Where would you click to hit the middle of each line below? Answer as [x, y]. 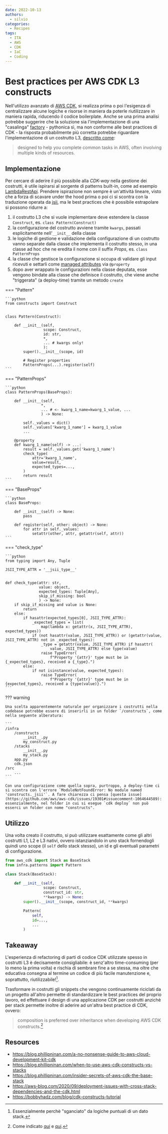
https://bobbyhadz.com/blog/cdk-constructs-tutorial [66, 1097]
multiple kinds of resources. [46, 153]
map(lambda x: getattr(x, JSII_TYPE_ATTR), [87, 627]
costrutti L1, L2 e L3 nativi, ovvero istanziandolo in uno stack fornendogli [79, 840]
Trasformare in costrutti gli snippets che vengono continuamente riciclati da [83, 989]
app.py [21, 760]
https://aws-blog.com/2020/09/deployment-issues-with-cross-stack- [84, 1086]
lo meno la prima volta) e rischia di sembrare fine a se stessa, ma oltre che [82, 968]
